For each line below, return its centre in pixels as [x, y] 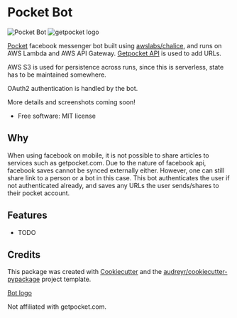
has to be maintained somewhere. [57, 75]
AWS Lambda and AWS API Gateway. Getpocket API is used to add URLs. [115, 53]
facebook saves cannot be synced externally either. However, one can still [116, 170]
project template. [66, 279]
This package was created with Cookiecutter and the [85, 272]
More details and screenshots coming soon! [72, 102]
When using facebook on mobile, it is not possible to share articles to [108, 155]
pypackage [24, 279]
